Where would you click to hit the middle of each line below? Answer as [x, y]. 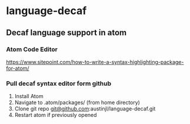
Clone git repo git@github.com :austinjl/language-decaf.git [85, 109]
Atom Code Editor [32, 49]
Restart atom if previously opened [56, 115]
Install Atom [29, 96]
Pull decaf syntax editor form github [59, 83]
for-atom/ [18, 68]
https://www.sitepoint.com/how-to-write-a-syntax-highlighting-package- [95, 62]
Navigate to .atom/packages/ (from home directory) [77, 103]
